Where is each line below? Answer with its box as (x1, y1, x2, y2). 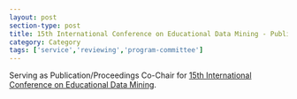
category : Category (9, 37, 81, 47)
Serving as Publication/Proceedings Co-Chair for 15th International (9, 70, 252, 80)
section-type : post (9, 21, 81, 30)
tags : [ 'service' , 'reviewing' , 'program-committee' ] (9, 46, 203, 55)
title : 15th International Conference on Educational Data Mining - (9, 29, 267, 38)
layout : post (9, 12, 57, 22)
